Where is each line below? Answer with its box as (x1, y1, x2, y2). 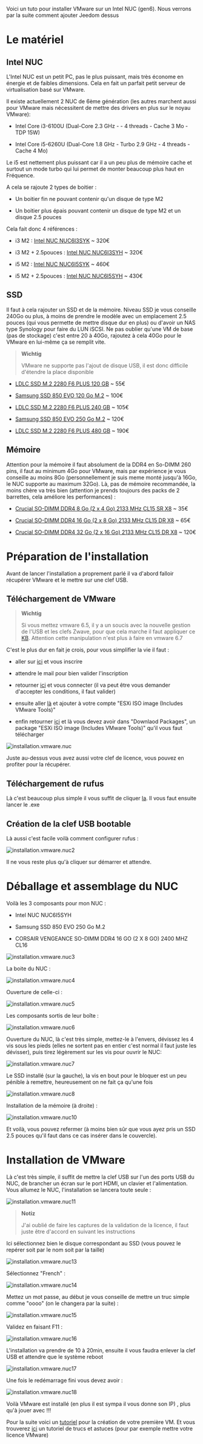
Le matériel (6, 33, 64, 47)
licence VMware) (6, 1431, 49, 1439)
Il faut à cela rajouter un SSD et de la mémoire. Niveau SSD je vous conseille (6, 306, 197, 313)
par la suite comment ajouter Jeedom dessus (6, 12, 119, 19)
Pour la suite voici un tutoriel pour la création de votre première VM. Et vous (6, 1418, 196, 1426)
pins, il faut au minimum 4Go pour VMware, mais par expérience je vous (6, 467, 187, 474)
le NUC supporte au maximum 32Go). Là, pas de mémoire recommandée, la (6, 480, 196, 488)
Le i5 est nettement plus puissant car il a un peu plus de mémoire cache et (6, 159, 192, 166)
